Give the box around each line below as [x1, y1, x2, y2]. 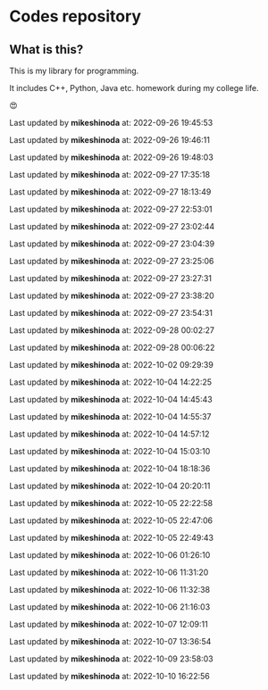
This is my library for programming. [9, 65, 139, 76]
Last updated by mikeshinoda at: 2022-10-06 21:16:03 [9, 602, 211, 612]
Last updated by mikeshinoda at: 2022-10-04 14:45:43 [9, 395, 213, 404]
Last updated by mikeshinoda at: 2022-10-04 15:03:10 [9, 446, 211, 456]
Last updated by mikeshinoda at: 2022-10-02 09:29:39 [9, 360, 214, 370]
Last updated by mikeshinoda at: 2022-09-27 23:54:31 [9, 308, 213, 318]
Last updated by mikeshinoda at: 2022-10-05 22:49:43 [9, 533, 214, 543]
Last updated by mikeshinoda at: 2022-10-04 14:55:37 [9, 412, 212, 421]
